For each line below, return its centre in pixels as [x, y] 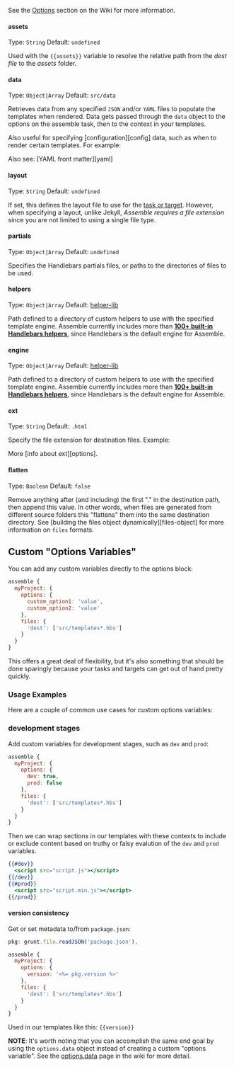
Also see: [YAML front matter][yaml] [60, 159]
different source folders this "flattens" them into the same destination [109, 514]
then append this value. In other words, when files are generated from [110, 507]
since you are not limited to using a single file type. [82, 219]
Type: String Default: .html [48, 426]
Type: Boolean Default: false [49, 486]
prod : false [44, 783]
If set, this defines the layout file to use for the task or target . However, [111, 205]
